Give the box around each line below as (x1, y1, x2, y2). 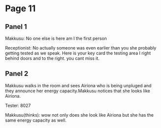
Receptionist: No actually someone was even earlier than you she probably (5, 45, 157, 51)
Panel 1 (5, 23, 27, 31)
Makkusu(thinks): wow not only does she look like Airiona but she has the (5, 112, 154, 118)
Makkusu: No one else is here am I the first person (5, 35, 107, 41)
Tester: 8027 (5, 102, 31, 108)
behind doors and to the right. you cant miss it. (5, 55, 100, 61)
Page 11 (5, 3, 36, 14)
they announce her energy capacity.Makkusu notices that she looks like (5, 88, 151, 94)
